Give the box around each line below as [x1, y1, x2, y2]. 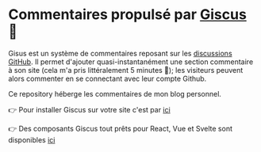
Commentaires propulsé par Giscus [8, 6, 248, 24]
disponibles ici [8, 135, 56, 144]
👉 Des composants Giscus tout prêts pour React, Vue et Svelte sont [8, 123, 232, 133]
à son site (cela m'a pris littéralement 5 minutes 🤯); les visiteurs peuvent [8, 65, 244, 74]
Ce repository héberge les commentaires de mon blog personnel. [8, 89, 222, 98]
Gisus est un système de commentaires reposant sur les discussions [8, 48, 232, 58]
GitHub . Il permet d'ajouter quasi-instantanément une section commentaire [8, 57, 254, 66]
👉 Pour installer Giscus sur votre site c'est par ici [8, 104, 171, 114]
